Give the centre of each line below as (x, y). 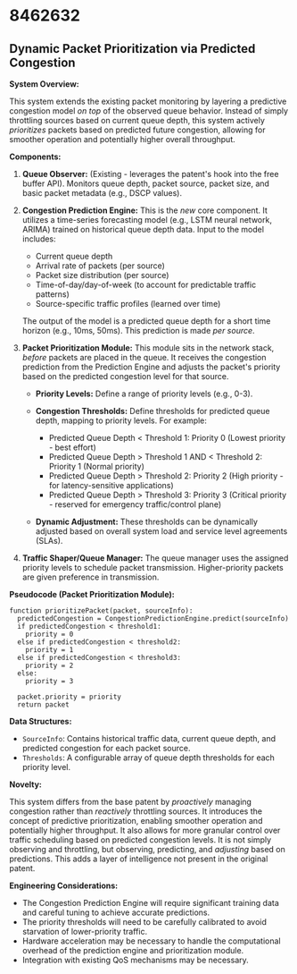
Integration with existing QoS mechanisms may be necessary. (136, 960)
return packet (43, 705)
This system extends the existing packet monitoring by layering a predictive (148, 101)
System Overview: (44, 84)
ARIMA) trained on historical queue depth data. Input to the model (143, 229)
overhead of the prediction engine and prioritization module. (133, 950)
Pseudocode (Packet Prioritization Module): (92, 594)
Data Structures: (41, 721)
